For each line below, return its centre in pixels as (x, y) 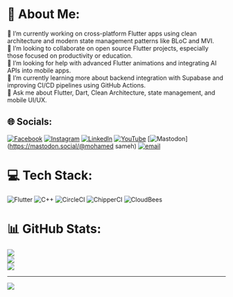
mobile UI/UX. (27, 99)
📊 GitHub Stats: (54, 228)
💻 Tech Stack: (50, 175)
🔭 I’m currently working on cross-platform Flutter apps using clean (102, 33)
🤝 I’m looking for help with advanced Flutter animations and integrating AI (112, 63)
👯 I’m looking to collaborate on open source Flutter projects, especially (108, 48)
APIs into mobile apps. (39, 70)
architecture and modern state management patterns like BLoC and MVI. (111, 40)
